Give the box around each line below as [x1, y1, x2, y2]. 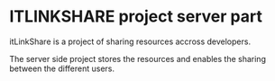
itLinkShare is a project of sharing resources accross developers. [9, 36, 251, 47]
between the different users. [9, 63, 115, 74]
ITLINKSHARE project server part [9, 6, 263, 27]
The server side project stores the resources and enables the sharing [9, 53, 266, 64]
